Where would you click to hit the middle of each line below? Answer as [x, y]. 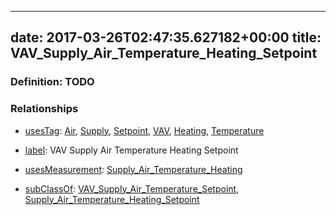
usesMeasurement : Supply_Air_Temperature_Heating [133, 169]
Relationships [44, 109]
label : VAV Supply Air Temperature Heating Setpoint [131, 150]
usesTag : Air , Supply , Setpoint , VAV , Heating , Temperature [144, 130]
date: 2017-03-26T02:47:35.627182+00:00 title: [166, 37]
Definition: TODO [52, 82]
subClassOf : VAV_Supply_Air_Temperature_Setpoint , [132, 188]
